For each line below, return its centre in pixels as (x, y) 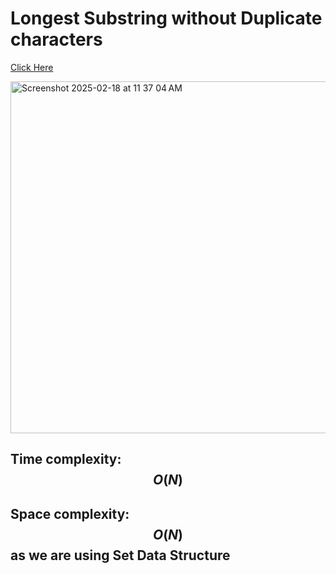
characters (56, 39)
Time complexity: (66, 459)
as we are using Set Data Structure (120, 555)
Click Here (32, 67)
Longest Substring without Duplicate (166, 18)
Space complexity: (70, 513)
